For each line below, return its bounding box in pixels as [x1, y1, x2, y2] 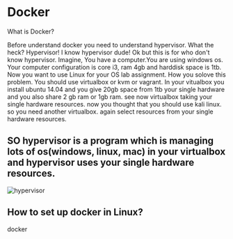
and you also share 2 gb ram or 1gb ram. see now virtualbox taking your [7, 92, 213, 101]
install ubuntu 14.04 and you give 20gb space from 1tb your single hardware [7, 85, 225, 93]
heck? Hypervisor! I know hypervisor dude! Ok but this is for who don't [7, 48, 210, 56]
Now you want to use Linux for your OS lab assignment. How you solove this [7, 70, 226, 79]
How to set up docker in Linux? [7, 206, 144, 218]
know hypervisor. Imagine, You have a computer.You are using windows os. [7, 55, 224, 63]
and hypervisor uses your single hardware [7, 157, 195, 169]
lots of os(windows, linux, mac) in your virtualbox [7, 146, 226, 157]
